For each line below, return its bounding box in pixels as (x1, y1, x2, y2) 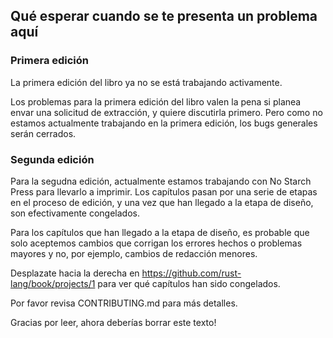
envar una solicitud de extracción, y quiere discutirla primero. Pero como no (10, 106, 323, 118)
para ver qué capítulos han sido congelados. (97, 277, 281, 289)
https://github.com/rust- (141, 267, 242, 279)
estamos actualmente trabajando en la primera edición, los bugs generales (10, 117, 318, 129)
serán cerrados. (10, 127, 77, 139)
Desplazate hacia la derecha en (10, 267, 140, 279)
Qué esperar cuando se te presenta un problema (10, 8, 318, 25)
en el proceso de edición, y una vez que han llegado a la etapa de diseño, (10, 196, 314, 208)
